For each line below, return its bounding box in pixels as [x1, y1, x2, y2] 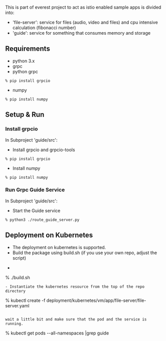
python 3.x [12, 58, 35, 64]
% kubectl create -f [5, 297, 46, 303]
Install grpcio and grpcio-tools [12, 147, 75, 153]
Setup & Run [5, 110, 45, 119]
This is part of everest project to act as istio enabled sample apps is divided [5, 5, 161, 10]
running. [5, 321, 24, 326]
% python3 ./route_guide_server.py [5, 217, 80, 222]
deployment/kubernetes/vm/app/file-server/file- [46, 297, 146, 303]
